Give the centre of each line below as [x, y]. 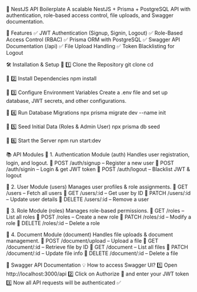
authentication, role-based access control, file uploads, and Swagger [90, 15]
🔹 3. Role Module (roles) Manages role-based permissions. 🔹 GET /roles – [95, 211]
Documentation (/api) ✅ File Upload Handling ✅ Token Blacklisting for [90, 46]
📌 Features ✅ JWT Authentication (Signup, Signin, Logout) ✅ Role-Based [95, 33]
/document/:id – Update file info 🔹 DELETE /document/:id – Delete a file [92, 253]
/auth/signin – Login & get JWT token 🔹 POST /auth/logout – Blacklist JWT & [98, 169]
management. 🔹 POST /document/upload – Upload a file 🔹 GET [82, 241]
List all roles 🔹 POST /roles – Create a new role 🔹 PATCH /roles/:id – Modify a [99, 217]
